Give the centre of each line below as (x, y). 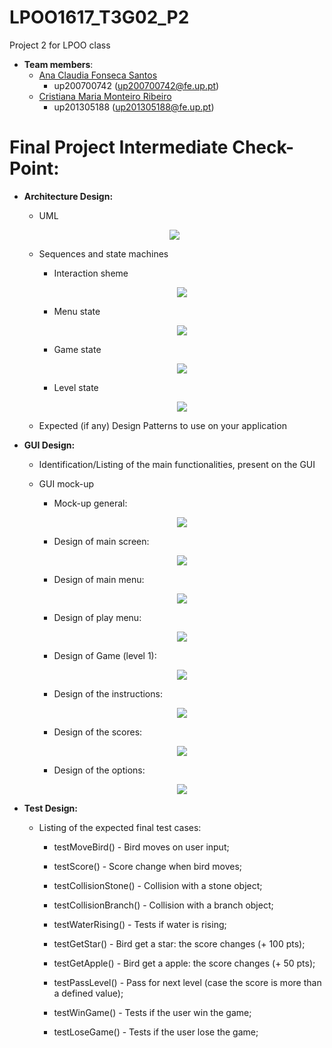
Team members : (58, 64)
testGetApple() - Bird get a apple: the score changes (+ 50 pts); (184, 963)
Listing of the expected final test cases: (120, 827)
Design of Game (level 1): (105, 655)
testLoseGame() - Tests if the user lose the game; (156, 1032)
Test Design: (50, 808)
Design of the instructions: (108, 693)
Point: (34, 168)
